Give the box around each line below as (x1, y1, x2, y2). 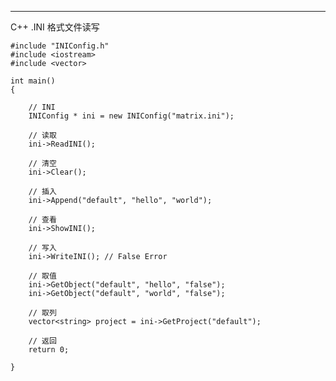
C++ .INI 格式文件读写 (10, 21, 100, 33)
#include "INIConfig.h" (10, 41, 110, 51)
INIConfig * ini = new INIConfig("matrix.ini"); (28, 111, 235, 121)
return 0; (28, 345, 70, 355)
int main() (10, 76, 56, 86)
